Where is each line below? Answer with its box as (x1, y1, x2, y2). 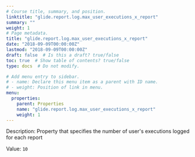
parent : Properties (16, 101, 64, 107)
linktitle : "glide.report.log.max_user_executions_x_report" (6, 14, 159, 20)
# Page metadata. (6, 30, 49, 36)
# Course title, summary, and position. (6, 8, 107, 15)
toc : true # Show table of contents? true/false (6, 57, 130, 63)
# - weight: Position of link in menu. (6, 84, 104, 91)
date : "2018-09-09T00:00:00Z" (6, 42, 80, 47)
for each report (6, 134, 43, 141)
